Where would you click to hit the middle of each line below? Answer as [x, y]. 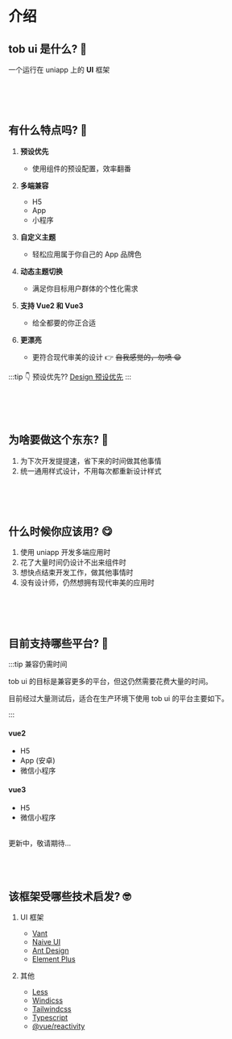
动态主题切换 [41, 271]
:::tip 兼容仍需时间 [38, 664]
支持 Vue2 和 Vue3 [52, 305]
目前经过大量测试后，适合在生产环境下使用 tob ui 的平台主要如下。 [118, 699]
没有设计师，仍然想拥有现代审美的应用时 [87, 582]
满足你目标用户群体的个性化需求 [85, 288]
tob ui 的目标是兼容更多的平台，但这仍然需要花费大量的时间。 [110, 682]
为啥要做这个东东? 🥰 [58, 440]
